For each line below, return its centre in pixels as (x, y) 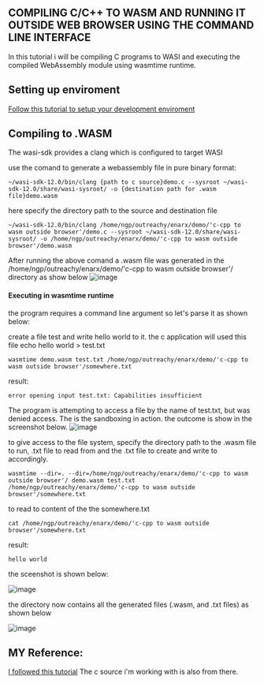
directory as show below (48, 277)
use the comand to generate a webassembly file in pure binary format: (122, 168)
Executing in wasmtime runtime (61, 296)
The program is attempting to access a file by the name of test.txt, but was (129, 410)
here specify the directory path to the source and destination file (113, 211)
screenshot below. (38, 427)
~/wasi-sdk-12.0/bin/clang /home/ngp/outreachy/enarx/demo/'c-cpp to (125, 225)
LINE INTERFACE (50, 37)
